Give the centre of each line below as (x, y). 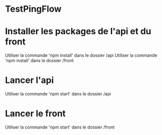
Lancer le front (35, 114)
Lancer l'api (30, 80)
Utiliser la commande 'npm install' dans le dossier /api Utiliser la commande (81, 55)
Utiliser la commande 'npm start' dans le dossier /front (60, 127)
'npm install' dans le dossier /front (40, 61)
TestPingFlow (33, 9)
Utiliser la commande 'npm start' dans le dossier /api (58, 94)
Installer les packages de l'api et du (78, 32)
